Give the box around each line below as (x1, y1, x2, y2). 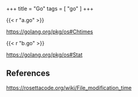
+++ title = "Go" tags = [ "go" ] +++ (6, 5, 94, 12)
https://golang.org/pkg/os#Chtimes (6, 28, 94, 35)
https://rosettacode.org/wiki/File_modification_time (6, 84, 132, 91)
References (6, 68, 50, 79)
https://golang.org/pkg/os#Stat (6, 51, 83, 58)
